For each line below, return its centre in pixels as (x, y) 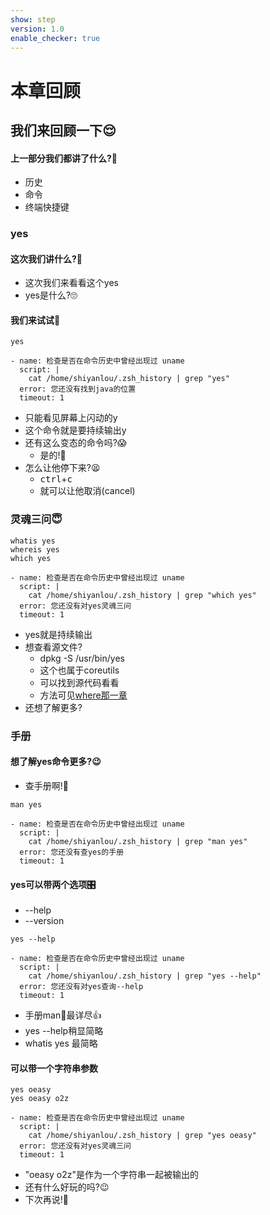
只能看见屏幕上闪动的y (71, 418)
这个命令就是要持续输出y (75, 430)
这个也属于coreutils (79, 670)
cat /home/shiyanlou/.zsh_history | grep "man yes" (138, 841)
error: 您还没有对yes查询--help (81, 987)
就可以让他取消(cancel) (87, 491)
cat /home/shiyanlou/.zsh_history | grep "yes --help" (145, 976)
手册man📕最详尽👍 (63, 1015)
